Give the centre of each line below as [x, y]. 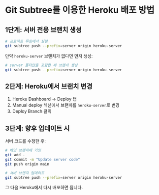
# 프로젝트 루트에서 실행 [27, 41]
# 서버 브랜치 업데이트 [25, 173]
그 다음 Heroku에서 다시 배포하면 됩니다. [44, 188]
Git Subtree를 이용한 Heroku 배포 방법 [80, 10]
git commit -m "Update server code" [43, 159]
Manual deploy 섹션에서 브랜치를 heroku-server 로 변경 [66, 105]
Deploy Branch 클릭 [32, 111]
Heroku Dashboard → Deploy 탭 [45, 99]
